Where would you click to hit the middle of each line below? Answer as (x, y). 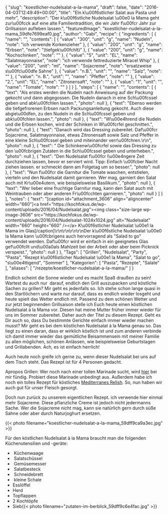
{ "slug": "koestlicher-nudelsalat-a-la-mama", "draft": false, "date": (74, 7)
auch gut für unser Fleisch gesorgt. (42, 388)
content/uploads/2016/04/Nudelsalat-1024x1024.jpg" (60, 220)
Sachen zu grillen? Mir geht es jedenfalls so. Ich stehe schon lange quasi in (83, 288)
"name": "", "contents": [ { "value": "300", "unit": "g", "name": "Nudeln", (79, 39)
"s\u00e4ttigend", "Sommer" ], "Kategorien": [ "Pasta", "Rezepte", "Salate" (82, 263)
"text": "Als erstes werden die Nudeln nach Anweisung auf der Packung (79, 92)
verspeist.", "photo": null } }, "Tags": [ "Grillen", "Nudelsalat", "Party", (76, 252)
